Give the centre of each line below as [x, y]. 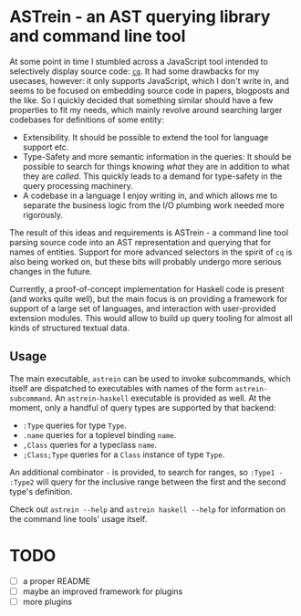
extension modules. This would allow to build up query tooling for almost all [151, 318]
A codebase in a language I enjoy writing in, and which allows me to [150, 195]
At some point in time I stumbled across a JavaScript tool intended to [139, 61]
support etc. [46, 147]
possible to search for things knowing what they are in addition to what [156, 166]
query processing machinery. [78, 185]
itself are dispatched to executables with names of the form [121, 388]
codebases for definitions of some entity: [87, 120]
